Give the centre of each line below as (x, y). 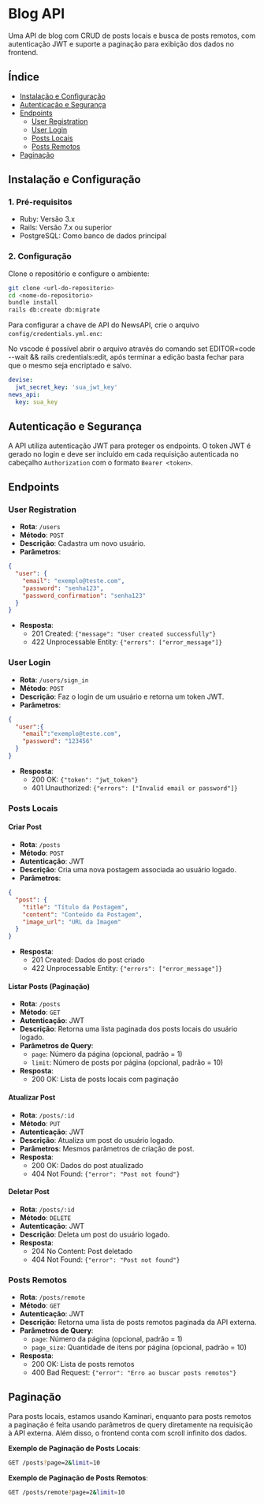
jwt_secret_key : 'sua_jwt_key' (67, 387)
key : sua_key (37, 402)
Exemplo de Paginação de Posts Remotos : (78, 1478)
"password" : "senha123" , (63, 588)
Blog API (37, 14)
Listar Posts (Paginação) (49, 986)
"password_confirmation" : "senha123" (84, 595)
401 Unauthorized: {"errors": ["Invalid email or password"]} (134, 787)
